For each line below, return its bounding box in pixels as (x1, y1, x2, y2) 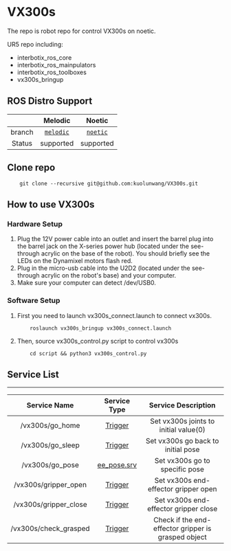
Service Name (26, 401, 74, 410)
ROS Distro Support (7, 95, 93, 107)
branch (10, 127, 34, 137)
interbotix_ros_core (16, 53, 72, 62)
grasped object (157, 532, 208, 542)
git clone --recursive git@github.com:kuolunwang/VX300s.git (19, 180, 198, 187)
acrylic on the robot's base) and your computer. (41, 271, 177, 280)
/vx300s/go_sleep (20, 440, 80, 450)
